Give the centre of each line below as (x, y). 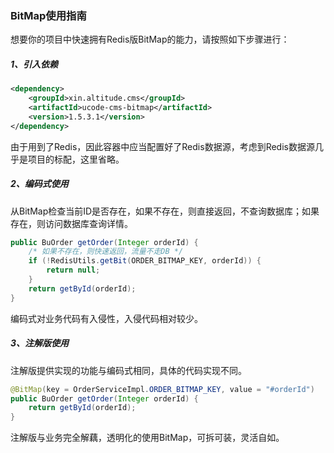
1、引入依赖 (34, 64)
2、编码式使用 (39, 184)
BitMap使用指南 (48, 15)
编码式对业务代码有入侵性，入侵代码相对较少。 (106, 318)
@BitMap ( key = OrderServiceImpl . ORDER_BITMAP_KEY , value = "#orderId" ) (162, 389)
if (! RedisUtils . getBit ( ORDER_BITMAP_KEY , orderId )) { (145, 261)
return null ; (73, 270)
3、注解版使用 (40, 343)
